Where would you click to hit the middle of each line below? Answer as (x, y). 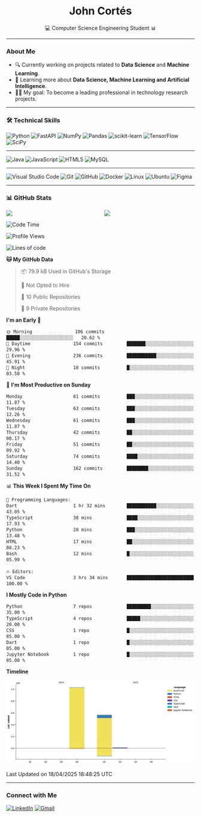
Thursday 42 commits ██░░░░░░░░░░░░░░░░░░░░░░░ (100, 432)
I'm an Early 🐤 (24, 320)
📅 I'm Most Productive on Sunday (48, 385)
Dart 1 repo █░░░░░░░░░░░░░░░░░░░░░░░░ (100, 642)
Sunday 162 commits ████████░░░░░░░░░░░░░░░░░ (100, 468)
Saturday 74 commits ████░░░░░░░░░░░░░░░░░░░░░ (100, 456)
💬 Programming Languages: (38, 500)
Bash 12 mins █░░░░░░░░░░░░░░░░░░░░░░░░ (100, 553)
